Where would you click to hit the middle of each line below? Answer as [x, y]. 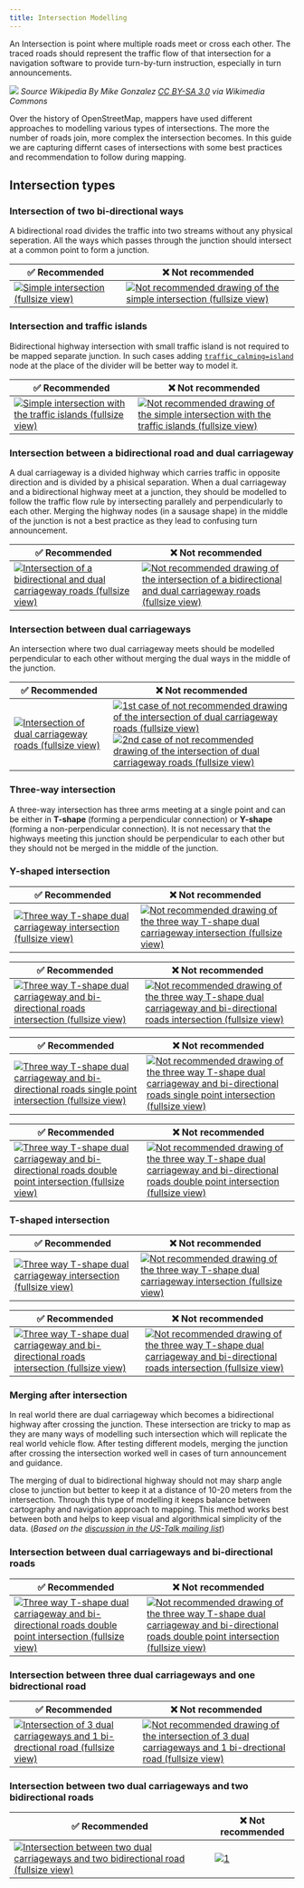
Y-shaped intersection [60, 871]
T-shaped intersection [60, 1220]
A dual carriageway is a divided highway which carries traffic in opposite [145, 472]
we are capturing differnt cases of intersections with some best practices [146, 147]
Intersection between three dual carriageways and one [133, 1675]
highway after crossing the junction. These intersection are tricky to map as [150, 1425]
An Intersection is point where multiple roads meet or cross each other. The [150, 44]
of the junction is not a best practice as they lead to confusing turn [133, 520]
